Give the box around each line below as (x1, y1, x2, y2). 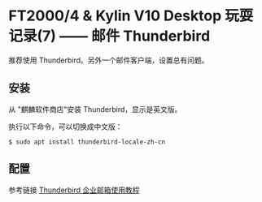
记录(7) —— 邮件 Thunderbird (8, 27, 211, 45)
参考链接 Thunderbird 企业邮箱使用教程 (8, 185, 140, 195)
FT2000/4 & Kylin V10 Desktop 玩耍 (8, 6, 254, 25)
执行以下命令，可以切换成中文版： (8, 122, 123, 131)
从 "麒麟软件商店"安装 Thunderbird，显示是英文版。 (8, 104, 182, 114)
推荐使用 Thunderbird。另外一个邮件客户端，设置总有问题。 (8, 55, 209, 65)
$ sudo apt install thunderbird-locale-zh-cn (8, 138, 165, 146)
